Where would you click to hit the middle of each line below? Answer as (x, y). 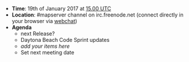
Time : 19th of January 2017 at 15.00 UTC (61, 9)
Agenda (22, 27)
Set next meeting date (48, 52)
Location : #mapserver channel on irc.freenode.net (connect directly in (97, 15)
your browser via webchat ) (45, 21)
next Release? (38, 34)
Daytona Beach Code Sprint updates (65, 40)
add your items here (45, 46)
